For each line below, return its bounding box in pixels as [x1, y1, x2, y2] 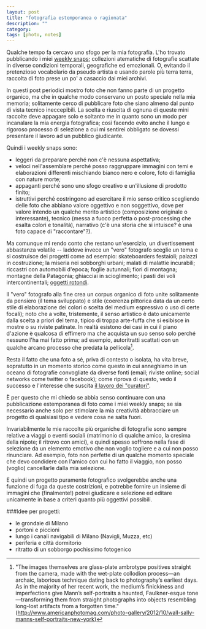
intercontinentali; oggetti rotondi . [6, 279, 89, 286]
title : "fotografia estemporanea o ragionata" [6, 15, 128, 21]
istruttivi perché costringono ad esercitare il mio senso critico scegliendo [15, 195, 200, 203]
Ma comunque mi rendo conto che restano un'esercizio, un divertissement [6, 240, 195, 247]
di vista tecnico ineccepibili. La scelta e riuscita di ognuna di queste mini [6, 106, 189, 114]
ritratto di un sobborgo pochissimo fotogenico [15, 546, 132, 553]
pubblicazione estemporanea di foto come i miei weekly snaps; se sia [6, 400, 182, 407]
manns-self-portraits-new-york [15, 615, 95, 623]
